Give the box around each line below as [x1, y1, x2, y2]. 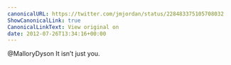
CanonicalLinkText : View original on [7, 23, 119, 30]
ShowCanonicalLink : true [7, 17, 81, 24]
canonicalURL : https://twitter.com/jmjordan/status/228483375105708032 [7, 10, 224, 18]
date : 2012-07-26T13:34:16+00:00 [7, 30, 107, 37]
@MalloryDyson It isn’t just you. [7, 49, 101, 58]
